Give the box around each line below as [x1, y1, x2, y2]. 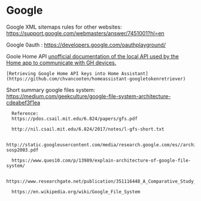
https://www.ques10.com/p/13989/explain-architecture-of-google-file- [11, 157, 191, 163]
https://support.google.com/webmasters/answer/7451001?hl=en [6, 29, 165, 36]
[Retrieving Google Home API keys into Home [6, 70, 119, 76]
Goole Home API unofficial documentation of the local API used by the [6, 52, 179, 60]
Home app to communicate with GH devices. [6, 59, 117, 66]
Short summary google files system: [6, 86, 96, 93]
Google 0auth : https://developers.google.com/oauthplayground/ [6, 41, 166, 48]
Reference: [11, 110, 39, 116]
